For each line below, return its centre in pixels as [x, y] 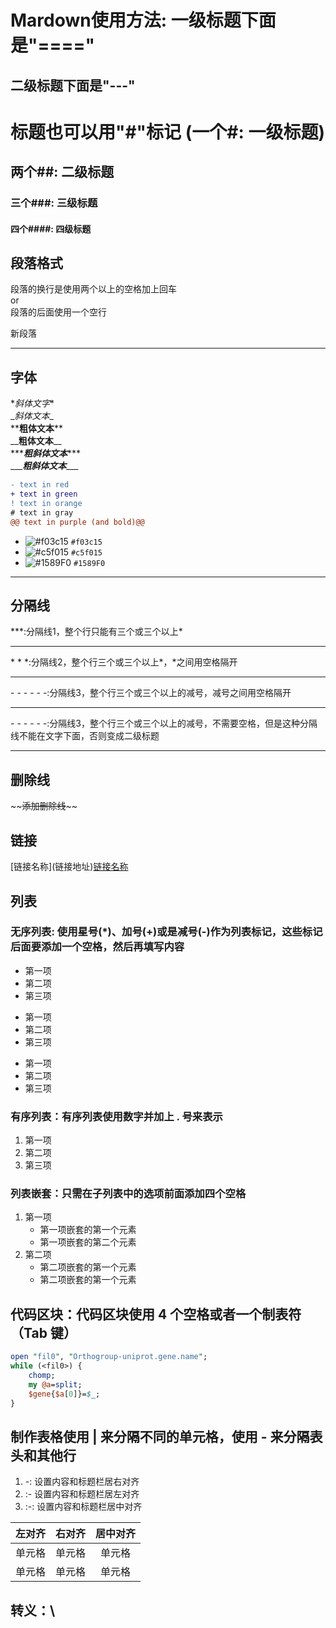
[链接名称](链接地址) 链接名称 [69, 867]
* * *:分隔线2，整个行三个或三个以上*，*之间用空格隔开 [124, 662]
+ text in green [44, 494]
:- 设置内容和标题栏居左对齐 [82, 1494]
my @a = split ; [55, 1384]
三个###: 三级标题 [54, 203]
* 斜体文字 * [32, 403]
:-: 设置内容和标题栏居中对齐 [83, 1507]
